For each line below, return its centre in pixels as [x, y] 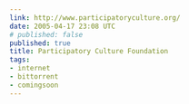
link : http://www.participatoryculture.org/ [95, 18]
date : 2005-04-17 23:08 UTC [63, 26]
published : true [40, 43]
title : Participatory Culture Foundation [89, 52]
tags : [20, 60]
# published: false [46, 34]
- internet [30, 69]
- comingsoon [34, 85]
